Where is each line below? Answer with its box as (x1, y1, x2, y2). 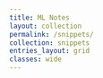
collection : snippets (9, 38, 90, 48)
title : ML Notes (9, 13, 70, 22)
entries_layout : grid (9, 47, 90, 56)
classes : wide (9, 55, 63, 64)
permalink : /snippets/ (9, 30, 94, 39)
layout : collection (9, 22, 82, 30)
